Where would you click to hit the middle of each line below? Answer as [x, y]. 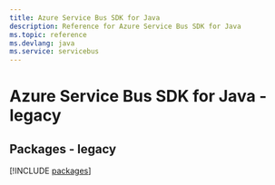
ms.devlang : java [42, 43]
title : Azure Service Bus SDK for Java [85, 18]
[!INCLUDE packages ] [50, 171]
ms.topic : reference [49, 34]
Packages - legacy [63, 149]
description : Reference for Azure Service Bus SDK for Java [126, 26]
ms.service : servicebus [54, 52]
